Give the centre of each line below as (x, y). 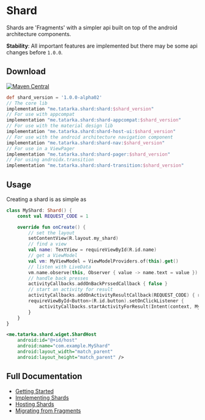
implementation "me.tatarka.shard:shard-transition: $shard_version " (95, 165)
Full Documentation (44, 376)
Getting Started (34, 391)
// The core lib (27, 103)
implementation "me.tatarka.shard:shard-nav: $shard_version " (86, 143)
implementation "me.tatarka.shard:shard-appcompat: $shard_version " (94, 120)
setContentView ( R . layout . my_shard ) (74, 239)
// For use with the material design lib (60, 126)
